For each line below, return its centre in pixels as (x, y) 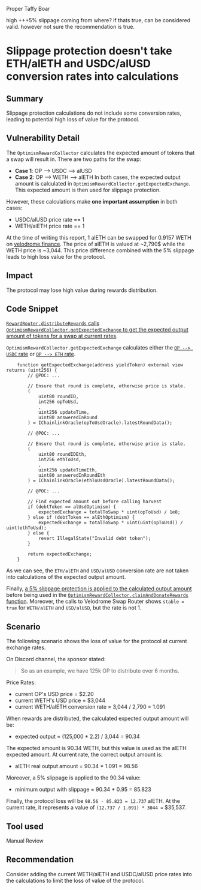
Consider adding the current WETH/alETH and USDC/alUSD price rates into (99, 874)
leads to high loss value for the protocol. (56, 256)
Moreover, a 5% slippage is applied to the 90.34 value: (74, 778)
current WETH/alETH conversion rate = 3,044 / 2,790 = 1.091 (90, 707)
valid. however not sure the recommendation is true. (71, 27)
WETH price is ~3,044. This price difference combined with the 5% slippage (100, 250)
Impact (19, 276)
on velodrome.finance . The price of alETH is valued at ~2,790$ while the (96, 244)
